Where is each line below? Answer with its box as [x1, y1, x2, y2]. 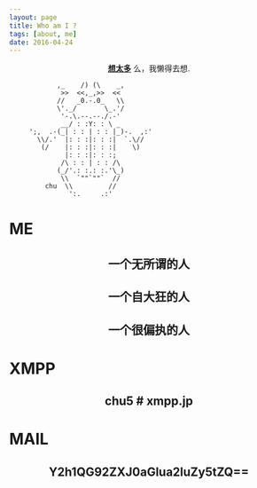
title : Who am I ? [9, 21, 77, 30]
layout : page [9, 12, 58, 22]
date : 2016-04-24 [9, 37, 74, 47]
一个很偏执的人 [107, 322, 191, 337]
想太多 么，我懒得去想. [107, 63, 191, 74]
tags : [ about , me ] [9, 29, 77, 38]
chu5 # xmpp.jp [105, 394, 193, 409]
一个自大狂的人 [107, 289, 191, 304]
